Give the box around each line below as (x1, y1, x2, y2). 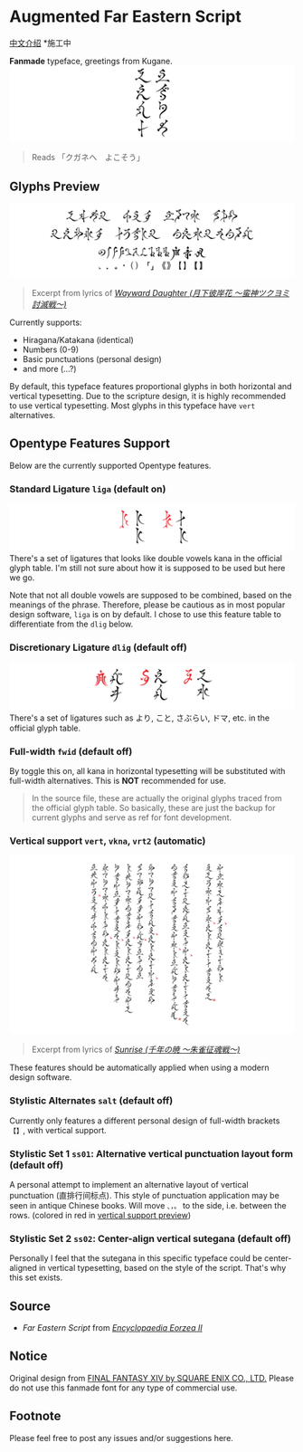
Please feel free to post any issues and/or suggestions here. (9, 1432, 233, 1443)
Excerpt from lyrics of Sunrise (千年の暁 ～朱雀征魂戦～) (31, 1044, 241, 1056)
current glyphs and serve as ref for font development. (31, 812, 232, 823)
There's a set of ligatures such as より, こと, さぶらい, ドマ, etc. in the (9, 712, 270, 723)
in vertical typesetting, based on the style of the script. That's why (39, 1263, 287, 1274)
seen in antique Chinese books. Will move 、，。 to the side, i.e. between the (9, 1199, 287, 1210)
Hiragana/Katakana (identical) (22, 335, 134, 346)
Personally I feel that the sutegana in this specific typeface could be (9, 1253, 262, 1264)
